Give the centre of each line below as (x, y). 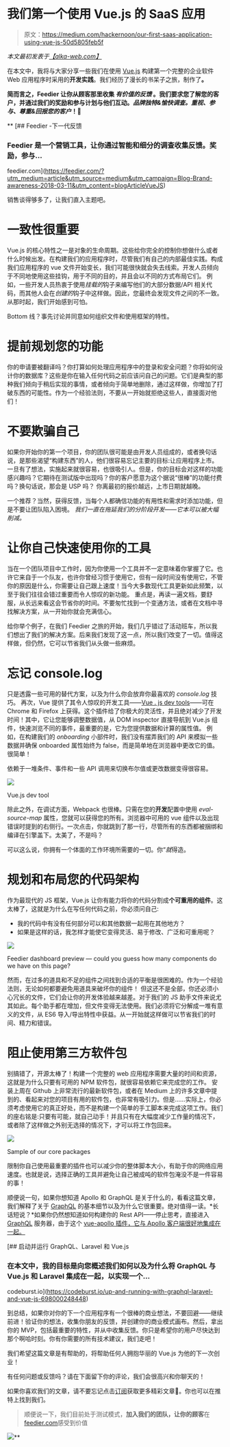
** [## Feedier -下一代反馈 (44, 126)
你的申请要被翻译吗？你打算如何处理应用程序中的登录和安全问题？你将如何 (112, 367)
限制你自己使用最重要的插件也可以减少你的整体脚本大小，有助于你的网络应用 (115, 1166)
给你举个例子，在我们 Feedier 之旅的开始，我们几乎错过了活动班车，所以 (110, 626)
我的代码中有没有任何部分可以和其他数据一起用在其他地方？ (101, 923)
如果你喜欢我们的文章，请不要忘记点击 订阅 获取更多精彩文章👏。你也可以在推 (114, 1391)
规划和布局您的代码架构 (73, 880)
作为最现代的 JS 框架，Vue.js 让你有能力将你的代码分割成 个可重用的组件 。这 (115, 900)
